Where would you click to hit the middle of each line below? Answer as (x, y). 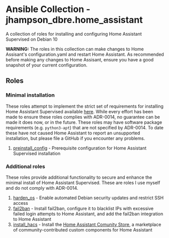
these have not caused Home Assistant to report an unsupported (73, 133)
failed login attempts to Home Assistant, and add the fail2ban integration (88, 214)
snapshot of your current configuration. (47, 65)
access (20, 203)
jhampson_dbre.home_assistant (74, 20)
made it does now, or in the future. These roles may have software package (84, 122)
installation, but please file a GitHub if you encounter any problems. (75, 138)
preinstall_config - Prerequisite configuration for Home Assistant (80, 148)
